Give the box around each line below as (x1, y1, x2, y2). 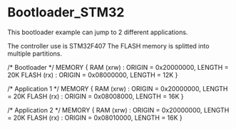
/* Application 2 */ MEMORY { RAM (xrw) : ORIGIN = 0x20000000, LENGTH (7, 105, 230, 114)
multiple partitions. (7, 49, 63, 58)
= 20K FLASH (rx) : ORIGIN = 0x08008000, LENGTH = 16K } (7, 92, 184, 100)
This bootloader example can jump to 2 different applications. (7, 28, 188, 36)
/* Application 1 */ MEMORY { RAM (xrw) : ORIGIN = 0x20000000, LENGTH (7, 84, 228, 93)
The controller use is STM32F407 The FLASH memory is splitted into (7, 41, 210, 50)
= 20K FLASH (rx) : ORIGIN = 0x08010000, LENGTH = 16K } (7, 113, 183, 122)
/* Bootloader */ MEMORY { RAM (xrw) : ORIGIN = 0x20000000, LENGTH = (7, 63, 229, 71)
